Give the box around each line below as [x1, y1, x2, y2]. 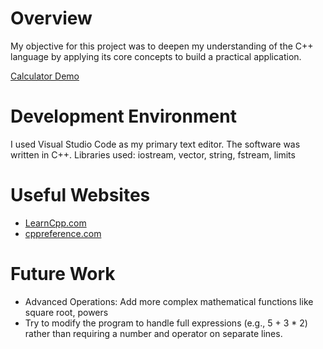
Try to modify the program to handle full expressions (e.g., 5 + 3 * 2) [24, 317, 308, 329]
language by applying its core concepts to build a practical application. [10, 50, 302, 62]
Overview [10, 7, 93, 30]
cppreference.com [24, 227, 102, 239]
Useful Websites [10, 184, 151, 207]
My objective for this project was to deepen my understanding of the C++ [10, 40, 314, 52]
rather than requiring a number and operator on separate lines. [24, 327, 283, 339]
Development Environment [10, 105, 237, 128]
